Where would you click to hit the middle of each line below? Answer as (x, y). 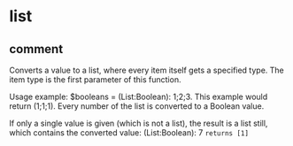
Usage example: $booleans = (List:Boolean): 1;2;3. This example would (139, 96)
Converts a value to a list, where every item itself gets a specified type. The (147, 70)
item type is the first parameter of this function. (95, 80)
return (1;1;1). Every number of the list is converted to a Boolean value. (137, 106)
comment (36, 49)
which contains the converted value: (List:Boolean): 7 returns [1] (129, 133)
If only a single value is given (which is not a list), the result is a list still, (139, 123)
